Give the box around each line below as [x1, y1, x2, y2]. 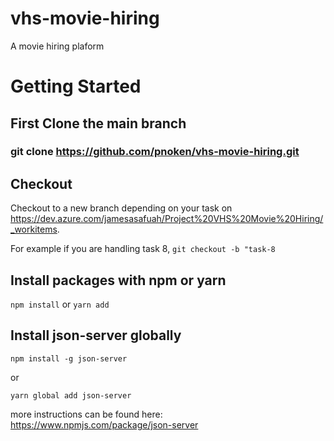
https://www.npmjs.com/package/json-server [10, 418, 199, 431]
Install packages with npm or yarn [10, 272, 227, 289]
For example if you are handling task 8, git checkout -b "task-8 [10, 243, 276, 255]
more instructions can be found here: [10, 408, 163, 420]
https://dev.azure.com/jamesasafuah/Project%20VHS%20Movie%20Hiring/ [10, 213, 324, 225]
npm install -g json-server [10, 353, 128, 364]
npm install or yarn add [10, 298, 110, 311]
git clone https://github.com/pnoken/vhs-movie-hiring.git [10, 145, 300, 159]
